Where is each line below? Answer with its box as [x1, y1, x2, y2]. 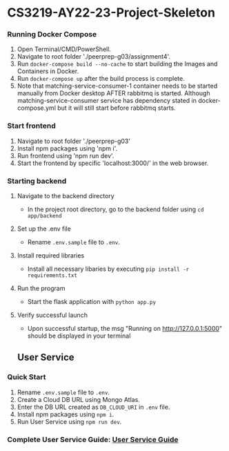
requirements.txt [27, 272, 78, 279]
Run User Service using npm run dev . [17, 417, 122, 425]
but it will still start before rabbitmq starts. [57, 104, 176, 112]
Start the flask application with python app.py [27, 298, 157, 306]
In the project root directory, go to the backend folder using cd [27, 205, 204, 213]
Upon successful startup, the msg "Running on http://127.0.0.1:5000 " [27, 325, 223, 333]
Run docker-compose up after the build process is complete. [17, 75, 185, 83]
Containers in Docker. [17, 67, 79, 75]
